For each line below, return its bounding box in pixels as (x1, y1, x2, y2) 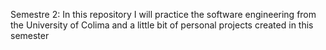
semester (10, 30, 50, 41)
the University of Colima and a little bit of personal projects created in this (10, 19, 314, 31)
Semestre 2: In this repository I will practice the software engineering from (10, 9, 317, 20)
